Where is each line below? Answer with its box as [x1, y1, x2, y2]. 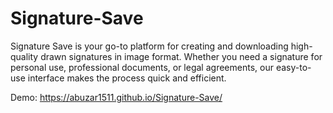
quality [10, 50, 39, 62]
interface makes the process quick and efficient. [27, 72, 227, 84]
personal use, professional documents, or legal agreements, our [10, 61, 274, 73]
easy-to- [275, 61, 312, 73]
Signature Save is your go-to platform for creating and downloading [10, 40, 289, 52]
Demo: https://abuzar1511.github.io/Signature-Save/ [10, 91, 223, 103]
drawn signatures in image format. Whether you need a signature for [40, 50, 323, 62]
